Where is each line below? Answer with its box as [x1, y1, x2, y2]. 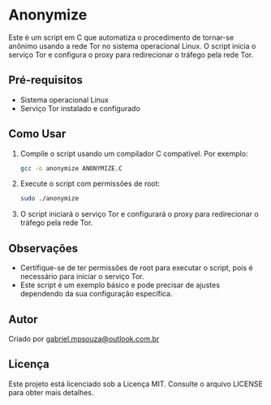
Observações [8, 241, 79, 255]
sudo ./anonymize [19, 195, 80, 203]
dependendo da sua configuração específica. [19, 289, 173, 299]
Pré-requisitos [8, 73, 84, 87]
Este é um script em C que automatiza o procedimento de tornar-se [8, 32, 234, 42]
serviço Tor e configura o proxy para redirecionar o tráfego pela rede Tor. [8, 50, 254, 59]
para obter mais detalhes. [8, 387, 94, 397]
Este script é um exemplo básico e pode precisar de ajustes [19, 280, 221, 290]
